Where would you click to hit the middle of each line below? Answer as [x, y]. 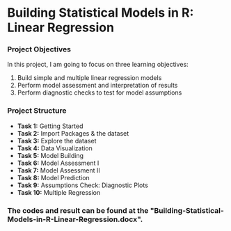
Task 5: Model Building [50, 155]
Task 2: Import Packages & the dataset [73, 133]
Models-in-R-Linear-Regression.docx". [75, 219]
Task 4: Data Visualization [55, 148]
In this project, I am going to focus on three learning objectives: [98, 65]
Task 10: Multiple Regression [59, 192]
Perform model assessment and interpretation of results [97, 86]
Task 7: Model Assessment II [59, 170]
